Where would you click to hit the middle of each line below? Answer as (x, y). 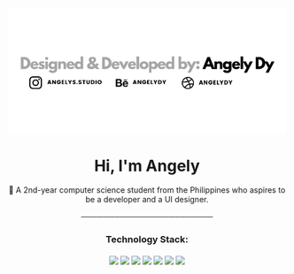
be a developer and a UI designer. (147, 200)
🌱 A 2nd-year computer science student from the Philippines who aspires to (147, 190)
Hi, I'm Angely (147, 166)
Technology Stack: (147, 240)
